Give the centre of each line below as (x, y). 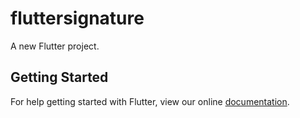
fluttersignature (77, 18)
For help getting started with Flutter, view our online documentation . (150, 101)
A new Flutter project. (55, 46)
